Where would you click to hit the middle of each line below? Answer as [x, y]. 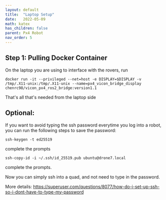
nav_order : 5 [19, 38]
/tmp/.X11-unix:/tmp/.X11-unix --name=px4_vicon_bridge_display [73, 83]
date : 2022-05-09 [25, 19]
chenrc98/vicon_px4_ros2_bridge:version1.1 [51, 88]
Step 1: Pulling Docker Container [56, 58]
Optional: [20, 113]
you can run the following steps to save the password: [61, 130]
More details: [19, 186]
